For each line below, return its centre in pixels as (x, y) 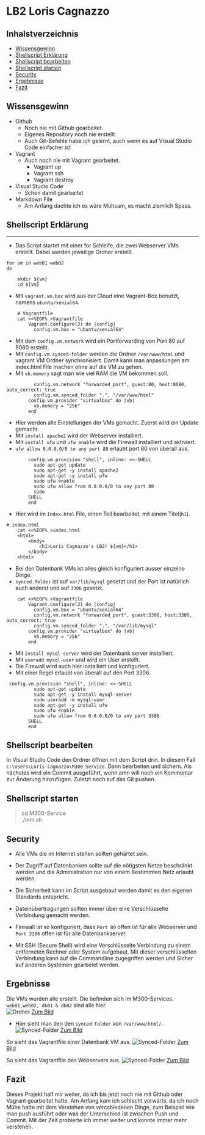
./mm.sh (32, 820)
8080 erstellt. (32, 347)
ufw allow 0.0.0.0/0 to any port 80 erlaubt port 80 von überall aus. (102, 448)
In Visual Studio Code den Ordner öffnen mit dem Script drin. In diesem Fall (101, 760)
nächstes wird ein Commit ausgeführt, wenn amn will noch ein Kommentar (100, 773)
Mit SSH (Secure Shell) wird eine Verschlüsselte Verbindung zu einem (103, 946)
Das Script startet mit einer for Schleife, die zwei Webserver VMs (97, 245)
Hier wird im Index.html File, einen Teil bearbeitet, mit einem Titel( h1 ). (103, 514)
